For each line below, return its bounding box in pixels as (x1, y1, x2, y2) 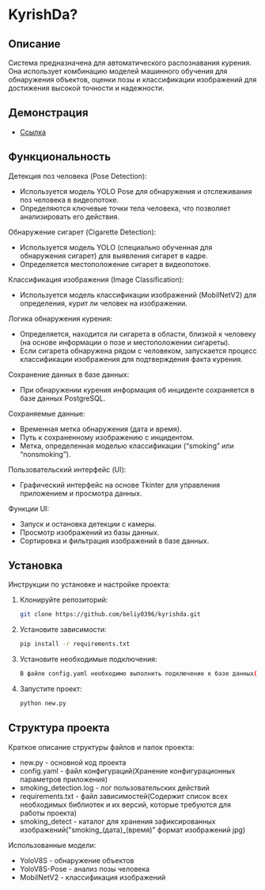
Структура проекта (8, 721, 110, 735)
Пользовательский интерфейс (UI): (8, 465, 127, 474)
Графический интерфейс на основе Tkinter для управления (19, 480, 221, 489)
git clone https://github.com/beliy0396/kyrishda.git (19, 610, 201, 618)
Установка (8, 559, 63, 572)
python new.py (19, 699, 66, 708)
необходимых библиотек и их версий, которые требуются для (19, 800, 232, 809)
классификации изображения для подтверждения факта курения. (19, 354, 244, 363)
